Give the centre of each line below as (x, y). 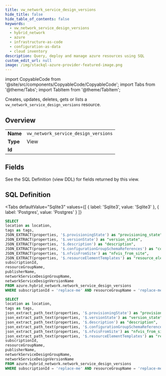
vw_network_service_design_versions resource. (53, 105)
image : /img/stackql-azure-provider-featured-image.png (64, 65)
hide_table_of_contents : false (37, 19)
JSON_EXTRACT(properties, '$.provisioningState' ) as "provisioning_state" (84, 235)
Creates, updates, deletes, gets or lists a (46, 99)
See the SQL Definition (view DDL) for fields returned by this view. (72, 179)
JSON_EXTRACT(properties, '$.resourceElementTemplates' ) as (68, 258)
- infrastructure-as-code (36, 42)
